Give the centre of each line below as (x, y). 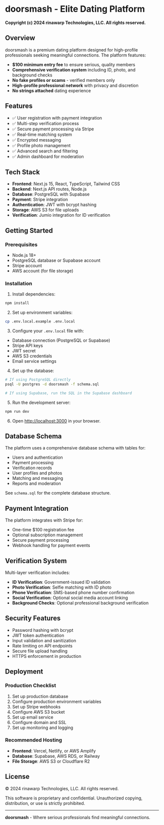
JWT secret (24, 351)
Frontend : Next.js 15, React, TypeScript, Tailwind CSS (66, 184)
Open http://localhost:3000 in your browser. (56, 421)
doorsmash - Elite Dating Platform (75, 9)
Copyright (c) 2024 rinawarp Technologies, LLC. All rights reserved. (75, 23)
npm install (17, 303)
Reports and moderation (36, 483)
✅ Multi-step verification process (45, 123)
